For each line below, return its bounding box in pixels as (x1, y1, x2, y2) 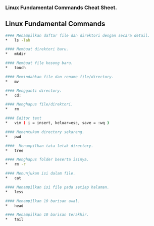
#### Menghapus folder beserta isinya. (5, 157, 89, 162)
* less (5, 189, 24, 194)
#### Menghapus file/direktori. (5, 102, 73, 107)
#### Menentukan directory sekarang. (5, 129, 85, 135)
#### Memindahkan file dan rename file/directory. (5, 74, 114, 79)
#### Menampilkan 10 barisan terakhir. (5, 212, 89, 217)
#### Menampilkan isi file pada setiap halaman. (5, 185, 110, 190)
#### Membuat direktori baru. (5, 47, 69, 52)
